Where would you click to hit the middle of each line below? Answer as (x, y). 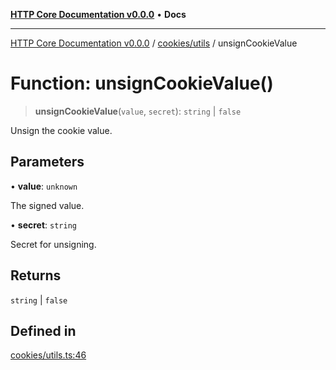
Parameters (47, 162)
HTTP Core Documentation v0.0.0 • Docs (98, 14)
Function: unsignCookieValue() (142, 83)
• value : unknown (44, 186)
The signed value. (47, 205)
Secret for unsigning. (53, 244)
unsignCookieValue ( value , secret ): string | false (138, 111)
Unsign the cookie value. (61, 130)
